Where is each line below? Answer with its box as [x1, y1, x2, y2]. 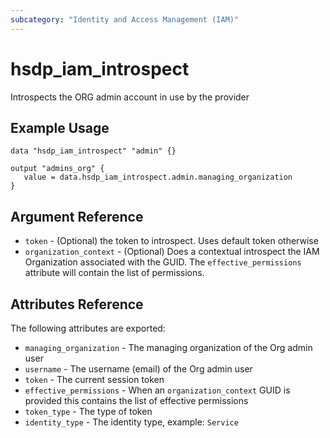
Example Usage [10, 119, 110, 136]
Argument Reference [10, 208, 144, 225]
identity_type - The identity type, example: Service [24, 416, 239, 428]
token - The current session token [24, 374, 165, 385]
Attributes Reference [10, 296, 144, 313]
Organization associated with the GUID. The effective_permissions [24, 256, 302, 268]
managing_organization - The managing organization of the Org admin [24, 342, 313, 353]
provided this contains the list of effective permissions [24, 395, 249, 406]
